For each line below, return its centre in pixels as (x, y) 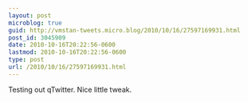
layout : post (30, 15)
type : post (26, 60)
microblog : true (35, 23)
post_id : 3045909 (37, 38)
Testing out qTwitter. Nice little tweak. (70, 89)
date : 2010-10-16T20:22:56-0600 (62, 45)
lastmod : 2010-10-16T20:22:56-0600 (67, 52)
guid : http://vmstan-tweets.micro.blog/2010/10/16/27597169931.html (124, 30)
